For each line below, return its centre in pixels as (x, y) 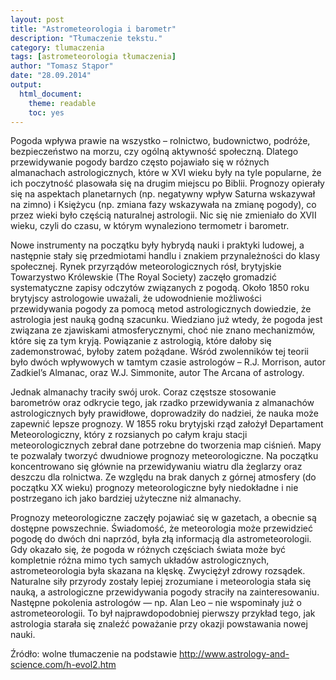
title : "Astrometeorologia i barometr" (93, 29)
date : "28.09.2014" (51, 76)
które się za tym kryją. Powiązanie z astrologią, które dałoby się (141, 341)
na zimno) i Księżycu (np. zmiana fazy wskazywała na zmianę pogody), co (163, 205)
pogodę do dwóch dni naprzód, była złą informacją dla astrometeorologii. (161, 539)
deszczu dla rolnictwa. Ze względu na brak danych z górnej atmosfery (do (163, 477)
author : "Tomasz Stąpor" (62, 66)
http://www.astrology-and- (234, 654)
